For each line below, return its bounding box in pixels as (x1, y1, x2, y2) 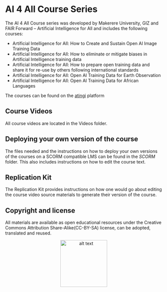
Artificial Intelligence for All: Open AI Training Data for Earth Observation (12, 72, 161, 78)
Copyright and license (5, 206, 76, 214)
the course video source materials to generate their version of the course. (5, 191, 157, 198)
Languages (12, 82, 36, 88)
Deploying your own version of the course (5, 135, 139, 143)
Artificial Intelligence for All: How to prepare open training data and (12, 61, 150, 67)
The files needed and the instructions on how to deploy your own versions (5, 148, 158, 154)
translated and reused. (5, 230, 52, 236)
